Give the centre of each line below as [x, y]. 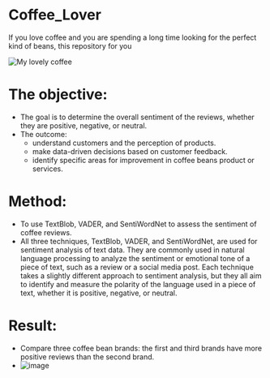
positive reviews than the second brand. [87, 357]
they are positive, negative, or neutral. [84, 125]
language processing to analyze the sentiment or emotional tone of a [135, 258]
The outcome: [43, 134]
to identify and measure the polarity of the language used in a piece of [138, 284]
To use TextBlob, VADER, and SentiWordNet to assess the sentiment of [138, 224]
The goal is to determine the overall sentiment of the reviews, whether [137, 117]
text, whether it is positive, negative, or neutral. [99, 293]
